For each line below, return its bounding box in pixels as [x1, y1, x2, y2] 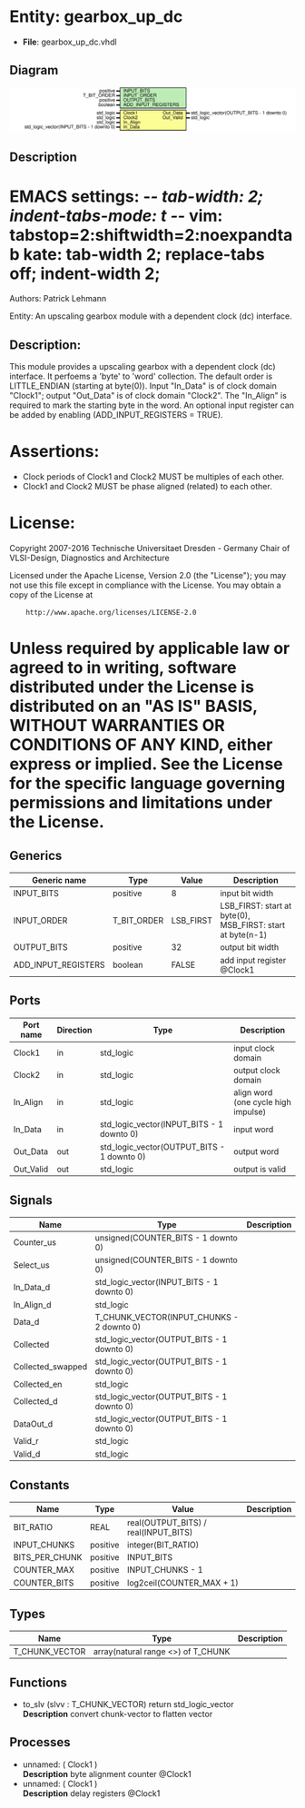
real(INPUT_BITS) [126, 1526, 193, 1537]
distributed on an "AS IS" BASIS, [9, 697, 258, 716]
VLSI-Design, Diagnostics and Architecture [9, 552, 170, 564]
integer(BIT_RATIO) [126, 1539, 200, 1550]
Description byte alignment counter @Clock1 [22, 1768, 192, 1779]
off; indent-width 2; [9, 263, 161, 283]
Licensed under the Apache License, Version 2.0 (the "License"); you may [9, 570, 287, 581]
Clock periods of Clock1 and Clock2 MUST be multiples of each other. [22, 471, 284, 482]
